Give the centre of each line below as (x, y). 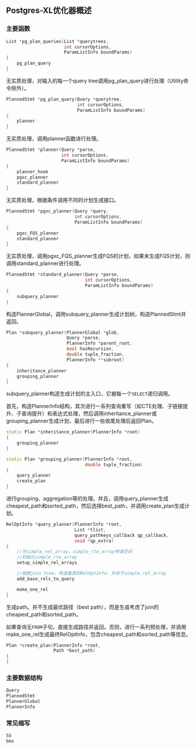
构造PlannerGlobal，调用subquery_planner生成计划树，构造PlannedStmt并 (96, 314)
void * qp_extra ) (94, 541)
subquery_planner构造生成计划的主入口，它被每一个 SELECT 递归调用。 (90, 394)
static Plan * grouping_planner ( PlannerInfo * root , (69, 459)
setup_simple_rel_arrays (47, 563)
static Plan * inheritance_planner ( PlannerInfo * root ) (73, 432)
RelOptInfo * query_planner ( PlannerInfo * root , (64, 525)
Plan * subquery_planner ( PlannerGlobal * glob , (62, 332)
